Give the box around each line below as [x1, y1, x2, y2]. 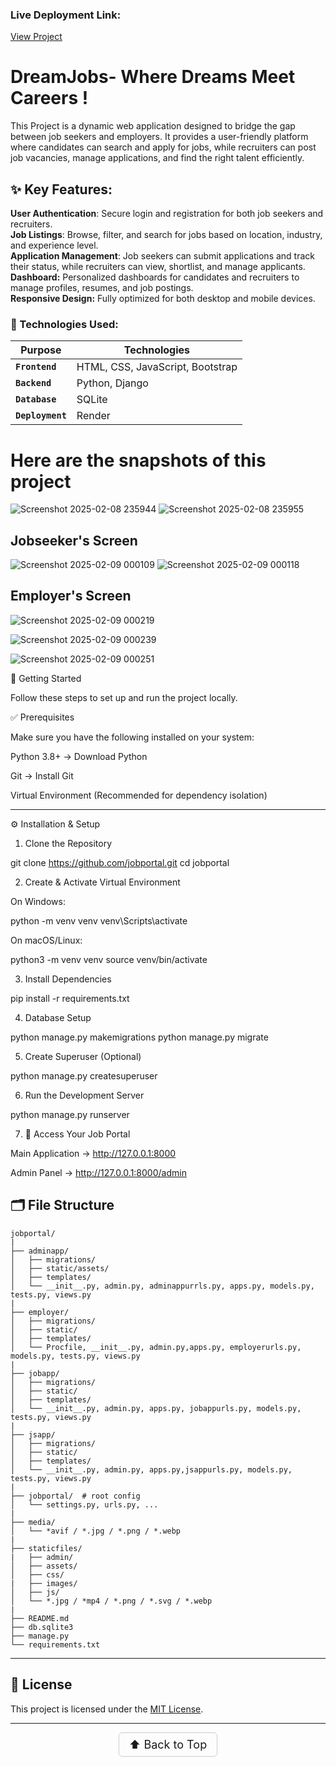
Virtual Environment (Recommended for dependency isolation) [10, 789, 268, 801]
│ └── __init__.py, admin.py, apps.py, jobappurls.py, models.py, [10, 1403, 302, 1413]
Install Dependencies [24, 973, 112, 985]
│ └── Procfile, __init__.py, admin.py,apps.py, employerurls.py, [10, 1342, 302, 1352]
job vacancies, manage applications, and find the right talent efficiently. [10, 152, 305, 164]
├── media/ [10, 1517, 56, 1527]
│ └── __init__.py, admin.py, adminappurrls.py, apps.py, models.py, [10, 1281, 315, 1291]
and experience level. [10, 239, 99, 252]
